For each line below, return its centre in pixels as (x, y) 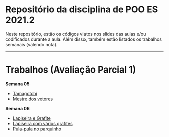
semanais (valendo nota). (31, 44)
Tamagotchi (25, 93)
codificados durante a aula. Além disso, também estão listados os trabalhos (84, 39)
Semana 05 (17, 84)
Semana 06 (18, 108)
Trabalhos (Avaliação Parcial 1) (71, 70)
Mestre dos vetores (33, 99)
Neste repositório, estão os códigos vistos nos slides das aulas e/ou (76, 34)
